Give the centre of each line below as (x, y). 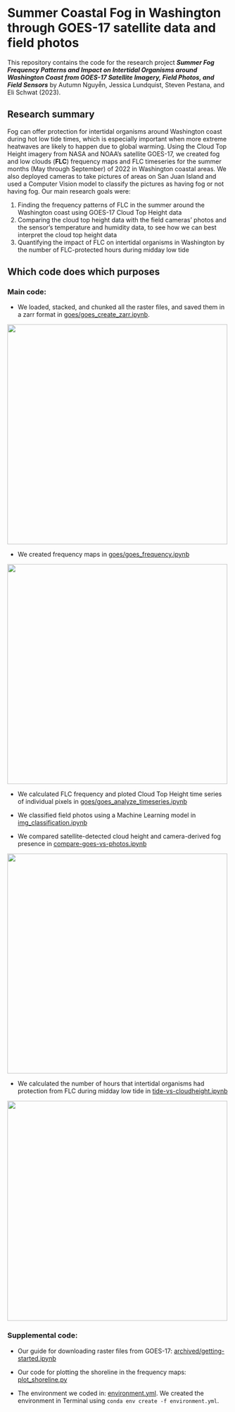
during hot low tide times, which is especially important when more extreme (117, 139)
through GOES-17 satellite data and (112, 28)
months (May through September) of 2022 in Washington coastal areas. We (117, 169)
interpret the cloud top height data (67, 234)
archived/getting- (199, 1351)
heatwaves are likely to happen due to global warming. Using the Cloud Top (117, 146)
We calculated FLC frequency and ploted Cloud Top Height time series (120, 794)
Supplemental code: (43, 1335)
